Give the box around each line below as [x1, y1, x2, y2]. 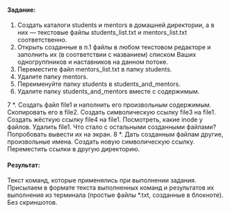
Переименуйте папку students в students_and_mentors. [17, 80, 181, 88]
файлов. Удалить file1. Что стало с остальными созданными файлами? [7, 123, 217, 131]
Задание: [7, 6, 36, 14]
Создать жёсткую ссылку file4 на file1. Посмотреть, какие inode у [7, 115, 203, 124]
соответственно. [17, 35, 67, 44]
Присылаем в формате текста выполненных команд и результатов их [7, 184, 214, 192]
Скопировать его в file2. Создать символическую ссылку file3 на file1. [7, 108, 216, 117]
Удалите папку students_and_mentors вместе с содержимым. [17, 87, 200, 96]
